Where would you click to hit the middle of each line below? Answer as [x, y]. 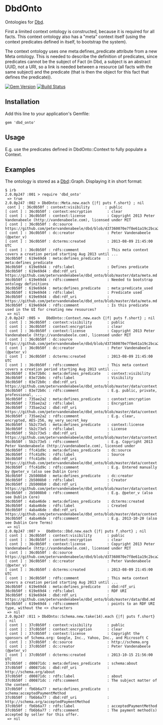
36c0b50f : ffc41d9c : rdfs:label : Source [65, 455]
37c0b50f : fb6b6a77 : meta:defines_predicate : [57, 689]
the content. [18, 685]
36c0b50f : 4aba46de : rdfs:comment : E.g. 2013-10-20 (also [81, 519]
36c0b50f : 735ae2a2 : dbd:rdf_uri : [57, 408]
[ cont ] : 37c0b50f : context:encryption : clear [64, 630]
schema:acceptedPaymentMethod [36, 693]
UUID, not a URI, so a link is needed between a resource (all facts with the [79, 67]
